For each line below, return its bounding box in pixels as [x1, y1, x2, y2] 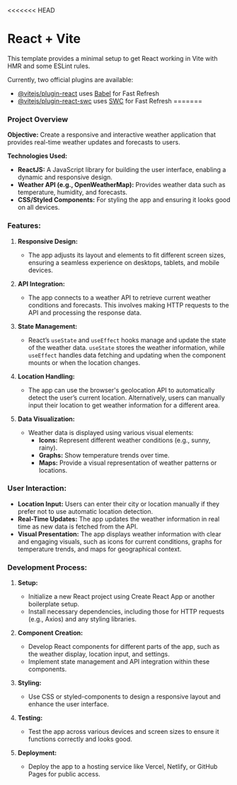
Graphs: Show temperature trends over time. [38, 451, 170, 459]
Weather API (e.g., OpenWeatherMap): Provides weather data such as [17, 181, 226, 189]
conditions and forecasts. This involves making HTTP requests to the [28, 300, 229, 309]
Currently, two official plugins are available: [7, 75, 134, 84]
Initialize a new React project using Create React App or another [28, 592, 215, 601]
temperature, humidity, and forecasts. [17, 188, 128, 197]
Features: [7, 221, 41, 231]
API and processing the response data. [28, 308, 141, 317]
